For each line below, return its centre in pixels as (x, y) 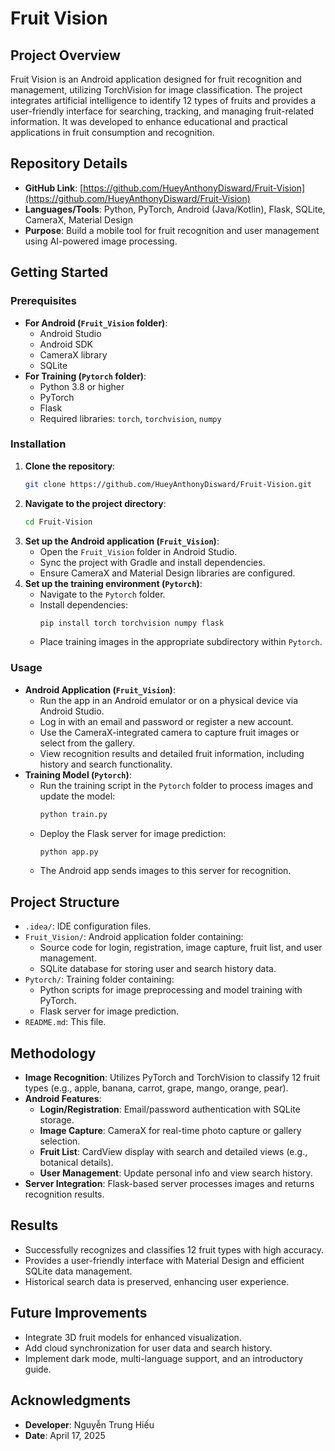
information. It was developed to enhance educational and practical (149, 121)
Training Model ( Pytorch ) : (78, 774)
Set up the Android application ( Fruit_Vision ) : (122, 541)
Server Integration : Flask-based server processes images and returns (169, 1184)
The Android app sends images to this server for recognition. (165, 871)
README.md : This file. (65, 1022)
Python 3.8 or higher (82, 386)
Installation (38, 444)
